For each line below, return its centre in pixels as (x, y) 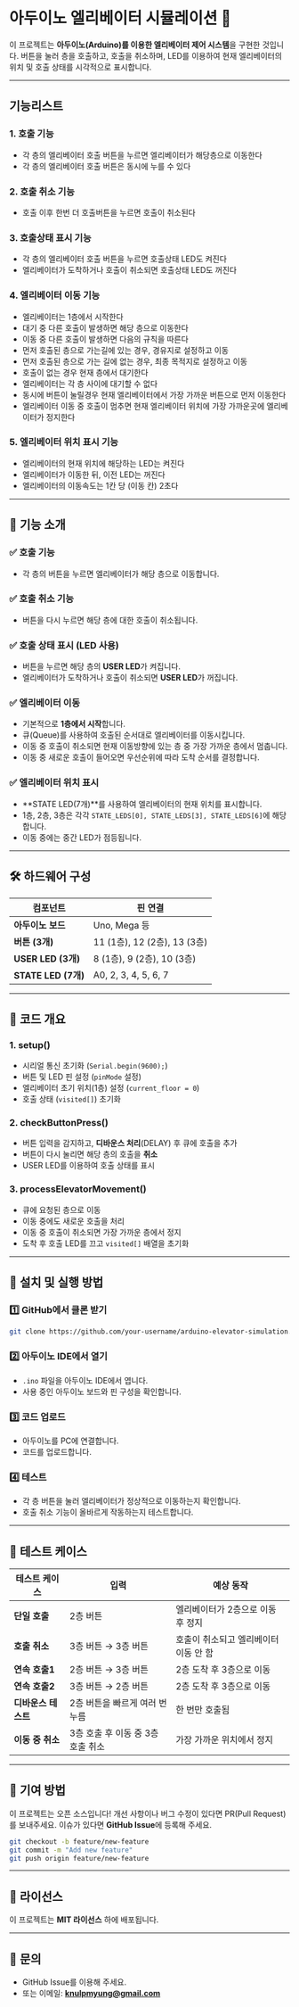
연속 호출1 (34, 1670)
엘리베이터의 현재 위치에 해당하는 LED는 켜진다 (103, 463)
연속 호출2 (34, 1687)
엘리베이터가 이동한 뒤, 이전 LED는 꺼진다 (94, 475)
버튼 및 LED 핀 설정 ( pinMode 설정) (82, 1077)
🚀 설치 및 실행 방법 (57, 1282)
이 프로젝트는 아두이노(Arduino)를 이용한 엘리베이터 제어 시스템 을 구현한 (135, 45)
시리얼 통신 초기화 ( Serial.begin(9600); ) (95, 1066)
